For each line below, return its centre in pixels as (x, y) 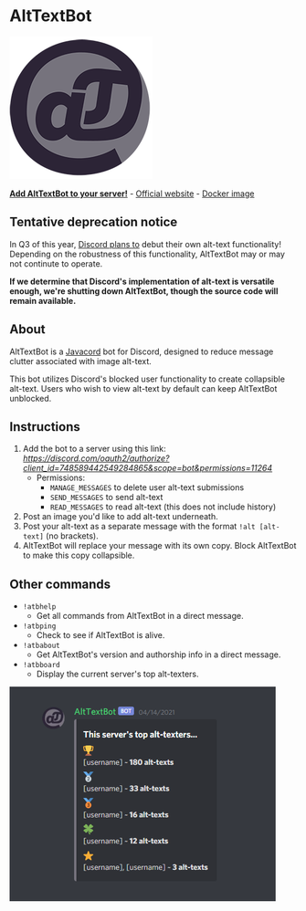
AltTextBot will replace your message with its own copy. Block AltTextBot (159, 546)
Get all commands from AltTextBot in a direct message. (140, 616)
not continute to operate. (56, 263)
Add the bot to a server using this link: (94, 449)
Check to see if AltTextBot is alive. (100, 635)
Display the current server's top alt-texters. (117, 674)
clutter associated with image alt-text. (81, 361)
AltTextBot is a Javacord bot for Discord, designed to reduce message (142, 351)
